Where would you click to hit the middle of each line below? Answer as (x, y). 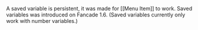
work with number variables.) (42, 21)
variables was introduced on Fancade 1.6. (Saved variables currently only (96, 15)
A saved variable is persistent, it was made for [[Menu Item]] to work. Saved (99, 9)
